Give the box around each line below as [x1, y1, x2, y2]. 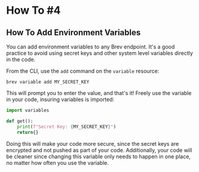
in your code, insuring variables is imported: [6, 96, 115, 103]
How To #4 [6, 4, 61, 17]
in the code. [6, 56, 36, 63]
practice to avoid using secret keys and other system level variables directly [6, 50, 193, 57]
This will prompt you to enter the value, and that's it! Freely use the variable [6, 90, 192, 96]
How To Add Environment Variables [6, 27, 141, 38]
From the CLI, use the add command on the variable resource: [6, 67, 160, 75]
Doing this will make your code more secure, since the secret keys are [6, 140, 179, 147]
